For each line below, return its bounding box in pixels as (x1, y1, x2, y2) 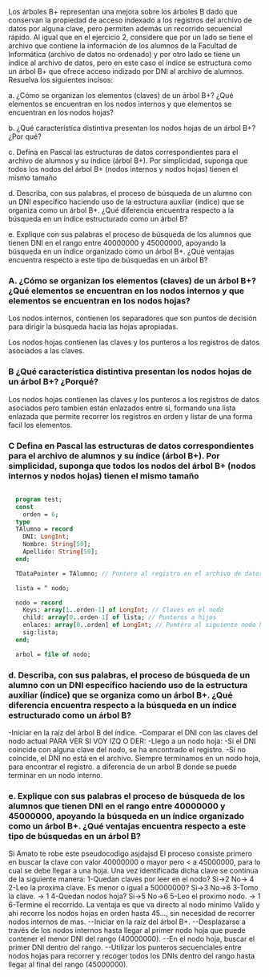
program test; (15, 495, 62, 503)
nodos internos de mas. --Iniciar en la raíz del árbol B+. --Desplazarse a (8, 917, 247, 926)
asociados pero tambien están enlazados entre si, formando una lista (8, 403, 236, 413)
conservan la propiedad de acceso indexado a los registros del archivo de (8, 15, 252, 25)
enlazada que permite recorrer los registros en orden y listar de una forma (8, 411, 253, 421)
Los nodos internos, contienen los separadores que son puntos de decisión (8, 313, 258, 324)
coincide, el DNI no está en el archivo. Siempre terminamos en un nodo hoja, (8, 753, 261, 763)
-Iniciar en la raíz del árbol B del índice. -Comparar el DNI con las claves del (8, 727, 259, 737)
